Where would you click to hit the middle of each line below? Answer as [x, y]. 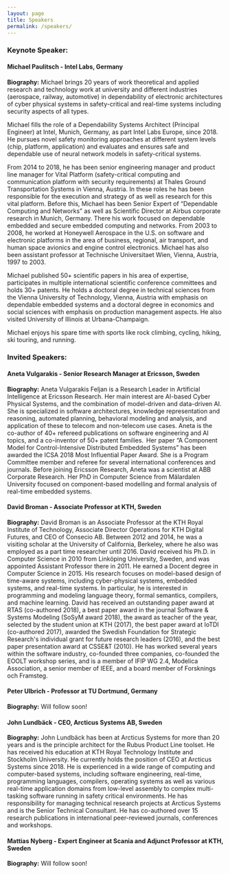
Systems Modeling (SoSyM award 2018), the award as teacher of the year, [112, 617]
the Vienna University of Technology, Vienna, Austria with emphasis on [107, 297]
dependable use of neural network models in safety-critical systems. [104, 154]
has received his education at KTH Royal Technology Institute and [100, 752]
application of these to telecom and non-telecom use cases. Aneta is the [110, 425]
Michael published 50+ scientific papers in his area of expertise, [98, 275]
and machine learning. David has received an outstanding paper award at [111, 603]
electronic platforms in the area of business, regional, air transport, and [108, 240]
